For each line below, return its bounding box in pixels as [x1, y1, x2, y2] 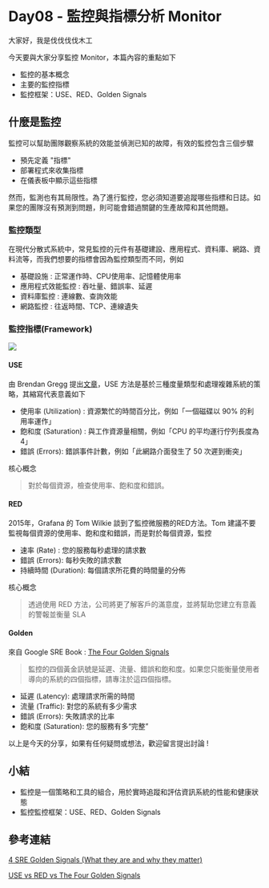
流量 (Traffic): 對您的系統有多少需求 [19, 701, 138, 711]
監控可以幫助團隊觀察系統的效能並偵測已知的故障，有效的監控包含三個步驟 [8, 138, 254, 148]
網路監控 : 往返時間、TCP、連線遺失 [19, 302, 139, 312]
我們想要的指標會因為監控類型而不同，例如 [42, 255, 184, 264]
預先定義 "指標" [19, 155, 71, 165]
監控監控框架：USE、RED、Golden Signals [19, 807, 162, 817]
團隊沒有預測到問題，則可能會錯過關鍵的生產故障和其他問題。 [29, 202, 233, 212]
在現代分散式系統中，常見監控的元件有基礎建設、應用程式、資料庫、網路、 [8, 244, 254, 254]
